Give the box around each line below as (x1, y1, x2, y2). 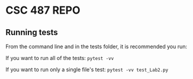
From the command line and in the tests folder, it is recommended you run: (5, 43, 188, 50)
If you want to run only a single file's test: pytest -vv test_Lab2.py (5, 66, 169, 73)
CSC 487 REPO (5, 4, 81, 17)
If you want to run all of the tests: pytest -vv (5, 55, 114, 61)
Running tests (5, 27, 59, 37)
